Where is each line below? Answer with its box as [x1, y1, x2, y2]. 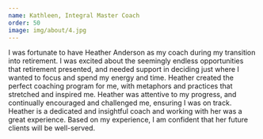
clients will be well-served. [8, 123, 96, 133]
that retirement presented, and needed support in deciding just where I [8, 65, 240, 74]
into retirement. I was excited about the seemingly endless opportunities [8, 56, 244, 66]
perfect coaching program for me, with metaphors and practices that [8, 81, 233, 91]
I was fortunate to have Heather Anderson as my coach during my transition [8, 48, 256, 58]
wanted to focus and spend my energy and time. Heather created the [8, 73, 234, 83]
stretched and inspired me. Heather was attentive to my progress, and [8, 90, 237, 100]
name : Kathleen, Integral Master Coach [8, 11, 140, 20]
